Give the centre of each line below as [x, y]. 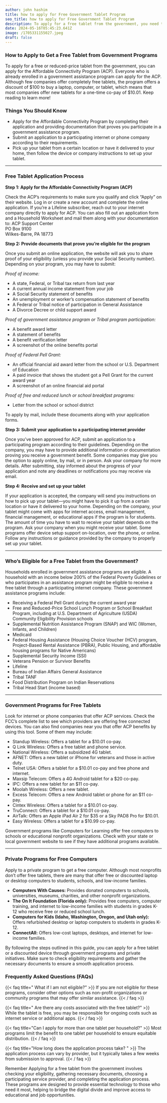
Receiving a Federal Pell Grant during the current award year [74, 603]
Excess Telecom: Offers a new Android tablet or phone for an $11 [79, 795]
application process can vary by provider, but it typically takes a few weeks [82, 1053]
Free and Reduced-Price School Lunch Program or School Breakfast [82, 608]
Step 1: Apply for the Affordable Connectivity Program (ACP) [69, 187]
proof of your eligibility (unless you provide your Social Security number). [80, 259]
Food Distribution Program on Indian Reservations [63, 682]
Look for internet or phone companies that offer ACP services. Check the [80, 716]
